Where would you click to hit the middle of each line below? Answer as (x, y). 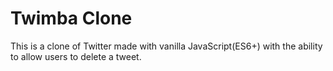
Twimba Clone (71, 18)
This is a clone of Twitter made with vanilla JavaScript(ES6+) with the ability (166, 46)
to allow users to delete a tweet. (76, 56)
